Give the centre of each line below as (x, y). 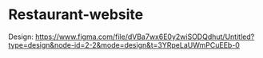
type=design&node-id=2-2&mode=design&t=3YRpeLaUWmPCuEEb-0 (124, 44)
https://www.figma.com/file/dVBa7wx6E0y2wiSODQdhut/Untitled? (145, 37)
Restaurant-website (76, 15)
